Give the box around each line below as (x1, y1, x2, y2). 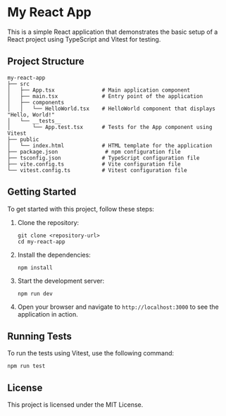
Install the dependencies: (17, 250, 92, 259)
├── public (7, 135, 39, 143)
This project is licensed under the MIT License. (7, 400, 144, 409)
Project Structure (7, 56, 84, 68)
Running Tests (7, 330, 72, 342)
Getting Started (7, 186, 77, 198)
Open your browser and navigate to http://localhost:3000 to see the (17, 302, 220, 311)
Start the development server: (17, 276, 105, 285)
